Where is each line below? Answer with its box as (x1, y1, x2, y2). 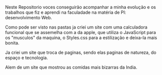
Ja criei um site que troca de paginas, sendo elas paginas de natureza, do (5, 49, 157, 55)
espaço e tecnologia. (5, 55, 48, 61)
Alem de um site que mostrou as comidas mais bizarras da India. (5, 64, 138, 70)
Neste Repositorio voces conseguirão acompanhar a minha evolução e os (5, 4, 157, 10)
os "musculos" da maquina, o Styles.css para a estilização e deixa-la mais (5, 35, 158, 40)
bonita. (5, 40, 20, 46)
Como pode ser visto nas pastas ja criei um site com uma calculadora (5, 24, 148, 30)
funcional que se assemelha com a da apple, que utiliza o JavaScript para (5, 30, 157, 35)
